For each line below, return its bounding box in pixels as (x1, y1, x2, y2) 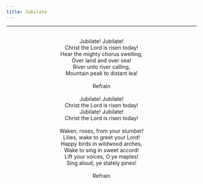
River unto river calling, (72, 63, 130, 70)
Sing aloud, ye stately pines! (66, 159, 137, 167)
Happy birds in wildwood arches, (60, 140, 143, 147)
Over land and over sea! (71, 57, 132, 64)
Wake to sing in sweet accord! (64, 146, 139, 154)
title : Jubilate (6, 8, 47, 15)
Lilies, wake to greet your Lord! (63, 133, 140, 141)
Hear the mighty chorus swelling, (60, 50, 143, 57)
